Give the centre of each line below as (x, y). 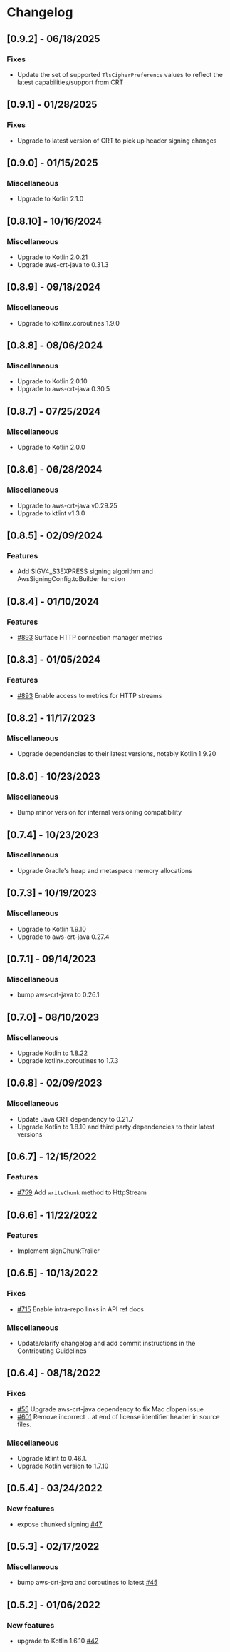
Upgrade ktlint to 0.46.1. (52, 1458)
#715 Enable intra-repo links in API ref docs (80, 1309)
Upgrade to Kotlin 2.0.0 (51, 447)
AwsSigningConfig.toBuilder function (71, 579)
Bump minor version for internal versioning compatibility (99, 812)
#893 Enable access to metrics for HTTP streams (89, 695)
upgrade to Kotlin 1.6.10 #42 (58, 1641)
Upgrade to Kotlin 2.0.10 (52, 381)
